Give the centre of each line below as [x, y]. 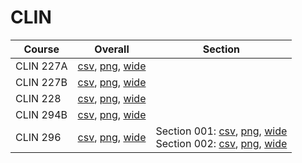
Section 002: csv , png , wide [221, 143]
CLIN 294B [41, 114]
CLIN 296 [38, 137]
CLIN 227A [41, 66]
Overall [112, 49]
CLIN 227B [41, 82]
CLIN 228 [38, 98]
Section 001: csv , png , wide [221, 131]
